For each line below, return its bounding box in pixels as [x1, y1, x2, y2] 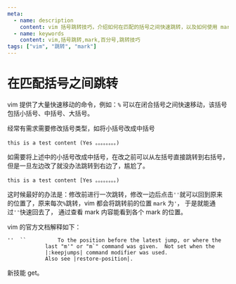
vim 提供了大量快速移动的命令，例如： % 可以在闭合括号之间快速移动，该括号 [7, 100, 228, 109]
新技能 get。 [7, 268, 44, 277]
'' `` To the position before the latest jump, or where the [7, 237, 221, 244]
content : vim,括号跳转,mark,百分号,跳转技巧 [20, 37, 140, 44]
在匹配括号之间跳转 [7, 75, 119, 92]
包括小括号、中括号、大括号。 [7, 109, 93, 117]
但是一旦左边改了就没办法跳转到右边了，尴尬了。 [7, 161, 149, 170]
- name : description [13, 17, 74, 24]
